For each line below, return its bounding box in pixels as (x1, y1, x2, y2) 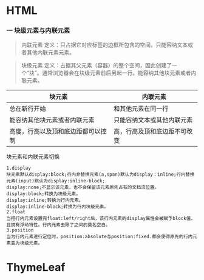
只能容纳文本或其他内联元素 (113, 116, 193, 124)
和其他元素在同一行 (113, 104, 169, 113)
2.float (6, 209, 26, 215)
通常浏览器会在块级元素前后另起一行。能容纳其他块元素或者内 (42, 69, 197, 76)
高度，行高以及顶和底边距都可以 (9, 127, 101, 136)
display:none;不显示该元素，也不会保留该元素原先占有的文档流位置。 (6, 184, 160, 191)
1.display (6, 165, 32, 172)
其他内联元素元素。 (26, 49, 75, 56)
